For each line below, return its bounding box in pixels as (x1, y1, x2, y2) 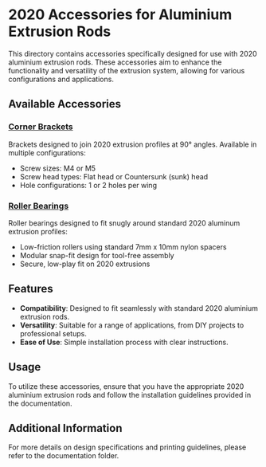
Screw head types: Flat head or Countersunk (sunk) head (19, 171, 209, 181)
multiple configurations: (8, 147, 86, 157)
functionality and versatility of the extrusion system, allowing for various (8, 65, 245, 75)
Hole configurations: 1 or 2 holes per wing (19, 180, 158, 190)
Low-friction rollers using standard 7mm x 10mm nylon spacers (19, 241, 227, 252)
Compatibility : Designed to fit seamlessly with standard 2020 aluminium (19, 303, 259, 312)
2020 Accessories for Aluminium (8, 6, 233, 24)
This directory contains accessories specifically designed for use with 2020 (8, 49, 257, 58)
